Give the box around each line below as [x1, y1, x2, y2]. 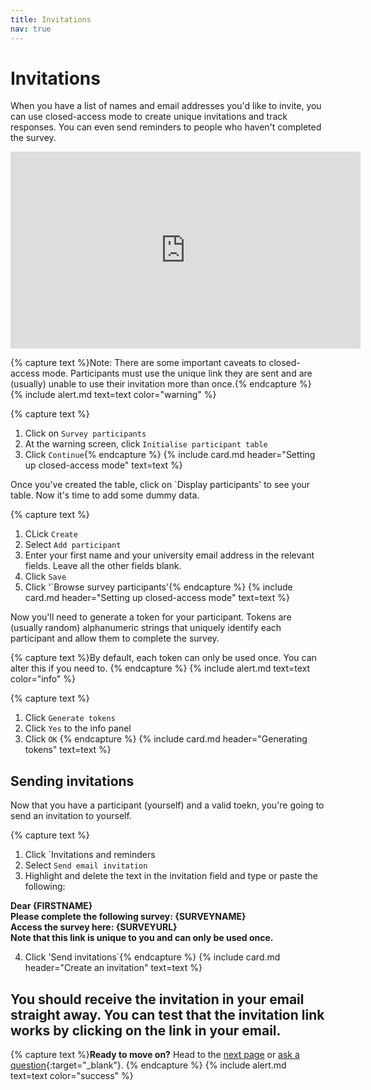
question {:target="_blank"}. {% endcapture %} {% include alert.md [10, 1059, 287, 1071]
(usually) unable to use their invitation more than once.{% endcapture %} [10, 378, 312, 390]
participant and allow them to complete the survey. [10, 632, 220, 645]
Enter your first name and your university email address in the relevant [24, 549, 315, 561]
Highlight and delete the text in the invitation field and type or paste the [24, 870, 318, 882]
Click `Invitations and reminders [24, 849, 156, 861]
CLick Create [24, 528, 78, 540]
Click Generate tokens [24, 712, 116, 724]
